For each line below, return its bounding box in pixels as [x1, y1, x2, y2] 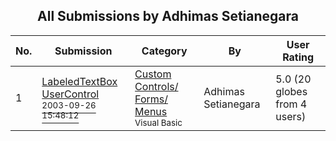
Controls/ [134, 79, 179, 93]
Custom [134, 67, 172, 81]
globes [275, 84, 308, 98]
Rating [282, 50, 315, 64]
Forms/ [134, 92, 169, 106]
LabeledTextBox [41, 74, 118, 88]
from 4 [275, 97, 308, 111]
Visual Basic [134, 117, 183, 128]
